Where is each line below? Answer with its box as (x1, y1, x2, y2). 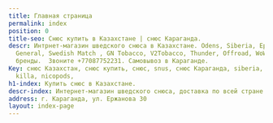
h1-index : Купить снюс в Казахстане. (8, 79, 136, 87)
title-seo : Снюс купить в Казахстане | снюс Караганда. (8, 34, 201, 43)
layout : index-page (8, 102, 75, 110)
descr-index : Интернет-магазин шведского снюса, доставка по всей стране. (8, 87, 267, 95)
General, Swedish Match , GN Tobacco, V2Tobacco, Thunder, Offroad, (15, 49, 253, 57)
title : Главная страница (8, 11, 93, 20)
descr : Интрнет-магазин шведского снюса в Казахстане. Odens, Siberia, (8, 42, 256, 50)
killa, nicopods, (15, 72, 75, 80)
